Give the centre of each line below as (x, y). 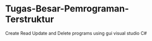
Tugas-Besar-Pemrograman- (67, 9)
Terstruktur (30, 19)
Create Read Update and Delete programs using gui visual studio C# (76, 33)
